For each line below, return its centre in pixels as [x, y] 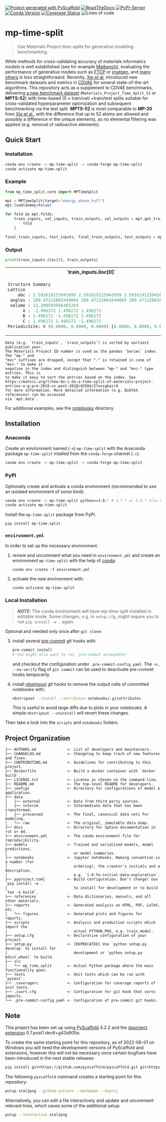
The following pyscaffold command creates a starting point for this [73, 1077]
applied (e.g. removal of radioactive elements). [53, 124]
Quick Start [23, 140]
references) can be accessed [35, 395]
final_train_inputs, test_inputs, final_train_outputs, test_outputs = [80, 237]
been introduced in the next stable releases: [50, 1058]
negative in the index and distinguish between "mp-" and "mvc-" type [79, 368]
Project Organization [38, 738]
